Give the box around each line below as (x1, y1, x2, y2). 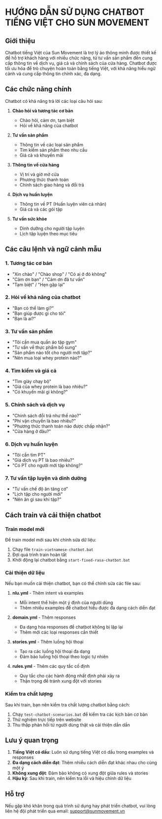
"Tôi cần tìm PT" (12, 452, 46, 458)
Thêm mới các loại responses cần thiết (19, 629, 98, 635)
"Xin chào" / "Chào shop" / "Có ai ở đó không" (12, 271, 107, 277)
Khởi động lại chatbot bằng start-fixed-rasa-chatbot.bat (12, 557, 130, 562)
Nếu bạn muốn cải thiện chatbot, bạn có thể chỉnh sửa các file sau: (5, 580, 141, 587)
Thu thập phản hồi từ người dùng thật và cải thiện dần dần (12, 722, 130, 728)
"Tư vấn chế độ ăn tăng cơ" (12, 486, 68, 492)
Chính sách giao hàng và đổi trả (19, 182, 85, 188)
